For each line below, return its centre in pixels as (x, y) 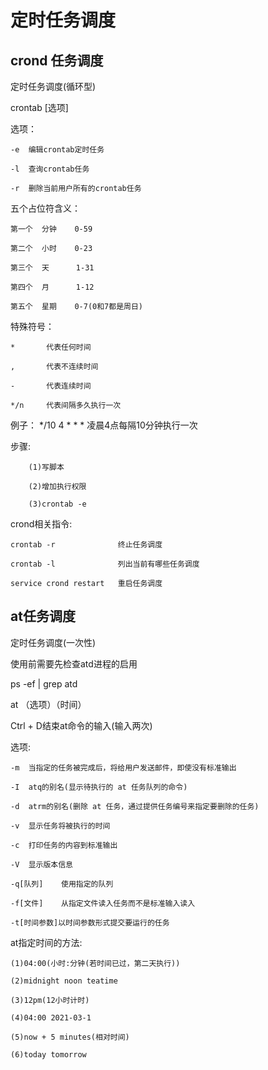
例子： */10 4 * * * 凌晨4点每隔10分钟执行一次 (104, 425)
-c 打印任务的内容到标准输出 (64, 845)
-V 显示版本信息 (41, 864)
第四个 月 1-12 (52, 287)
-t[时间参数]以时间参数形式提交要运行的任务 (90, 922)
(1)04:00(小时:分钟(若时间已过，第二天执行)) (95, 963)
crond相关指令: (41, 524)
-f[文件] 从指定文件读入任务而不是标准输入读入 (103, 903)
